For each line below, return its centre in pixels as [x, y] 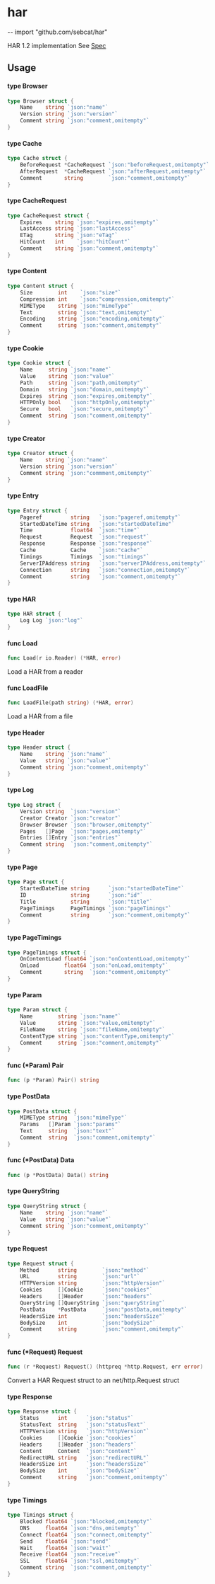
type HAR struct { [34, 614]
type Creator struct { [41, 454]
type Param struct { [38, 1010]
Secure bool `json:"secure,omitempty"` [85, 409]
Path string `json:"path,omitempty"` [81, 383]
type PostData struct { [42, 1111]
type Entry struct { [38, 510]
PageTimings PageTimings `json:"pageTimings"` [96, 908]
